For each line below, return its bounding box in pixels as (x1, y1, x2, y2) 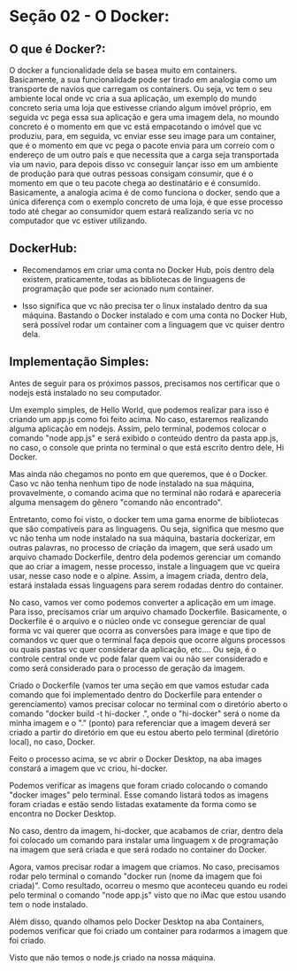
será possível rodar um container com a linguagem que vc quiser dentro (21, 319, 286, 329)
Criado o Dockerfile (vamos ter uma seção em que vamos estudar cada (9, 680, 270, 690)
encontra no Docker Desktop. (9, 808, 117, 819)
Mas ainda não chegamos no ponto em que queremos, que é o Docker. (9, 468, 268, 479)
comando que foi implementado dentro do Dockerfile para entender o (9, 689, 263, 700)
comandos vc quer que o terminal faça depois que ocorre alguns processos (9, 635, 286, 645)
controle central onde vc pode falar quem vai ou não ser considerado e (9, 653, 268, 664)
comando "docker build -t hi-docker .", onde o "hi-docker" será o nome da (9, 708, 280, 719)
